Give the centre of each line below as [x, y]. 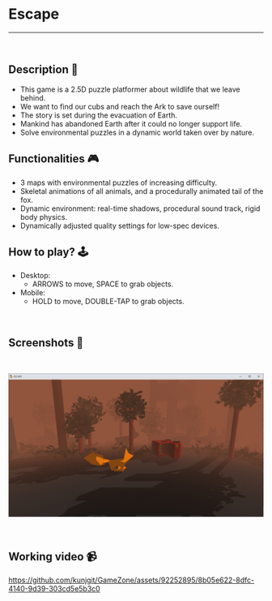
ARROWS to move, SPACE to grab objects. [103, 284]
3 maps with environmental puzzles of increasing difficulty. [119, 182]
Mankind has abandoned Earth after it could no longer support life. [131, 123]
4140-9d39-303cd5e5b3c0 [55, 588]
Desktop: [35, 276]
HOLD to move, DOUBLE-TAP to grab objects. [108, 302]
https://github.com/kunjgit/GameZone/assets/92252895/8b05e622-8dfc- [132, 580]
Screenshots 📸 [46, 343]
